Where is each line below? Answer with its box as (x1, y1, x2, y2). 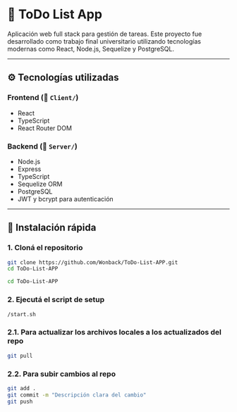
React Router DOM (17, 123, 73, 132)
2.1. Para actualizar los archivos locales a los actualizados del (7, 327, 222, 337)
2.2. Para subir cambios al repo (7, 369, 116, 379)
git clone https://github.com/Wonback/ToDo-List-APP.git (7, 258, 178, 266)
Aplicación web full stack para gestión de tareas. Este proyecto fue (7, 30, 202, 38)
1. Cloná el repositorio (7, 243, 83, 253)
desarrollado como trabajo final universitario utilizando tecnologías (7, 37, 201, 45)
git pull (7, 352, 33, 359)
